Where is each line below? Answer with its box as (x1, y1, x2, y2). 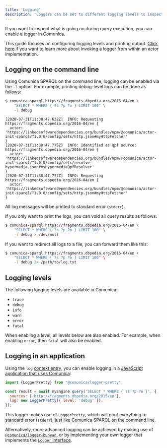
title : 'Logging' (5, 7, 41, 12)
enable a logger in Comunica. (5, 31, 66, 37)
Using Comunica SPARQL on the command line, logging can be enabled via (5, 78, 160, 84)
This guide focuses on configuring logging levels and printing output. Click (5, 40, 158, 46)
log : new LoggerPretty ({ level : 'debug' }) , (9, 398, 103, 403)
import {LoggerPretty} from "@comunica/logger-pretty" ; (5, 380, 123, 385)
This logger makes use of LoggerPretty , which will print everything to (5, 412, 147, 418)
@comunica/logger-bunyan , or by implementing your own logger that (5, 432, 143, 438)
